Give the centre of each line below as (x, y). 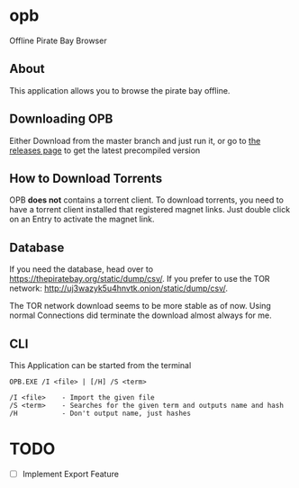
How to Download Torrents (86, 178)
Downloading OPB (61, 119)
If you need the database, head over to (82, 269)
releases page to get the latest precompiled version (105, 150)
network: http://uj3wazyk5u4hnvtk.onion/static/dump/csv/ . (118, 288)
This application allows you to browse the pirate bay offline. (120, 90)
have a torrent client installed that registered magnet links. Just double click (150, 210)
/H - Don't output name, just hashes (100, 413)
